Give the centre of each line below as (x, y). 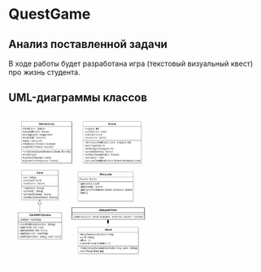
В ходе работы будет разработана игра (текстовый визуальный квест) (131, 63)
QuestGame (50, 14)
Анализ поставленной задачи (88, 44)
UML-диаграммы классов (78, 98)
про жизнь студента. (44, 72)
